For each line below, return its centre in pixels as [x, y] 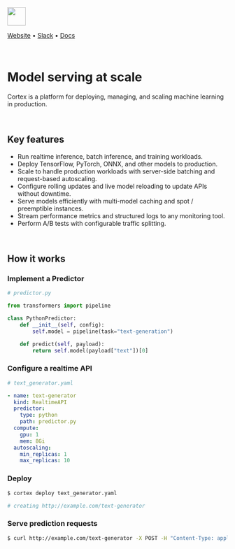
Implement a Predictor [46, 279]
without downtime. [44, 193]
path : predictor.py [48, 422]
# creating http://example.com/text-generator [76, 506]
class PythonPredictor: [42, 319]
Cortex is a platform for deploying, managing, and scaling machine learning [116, 97]
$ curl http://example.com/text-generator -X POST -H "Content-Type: [111, 538]
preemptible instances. [50, 208]
